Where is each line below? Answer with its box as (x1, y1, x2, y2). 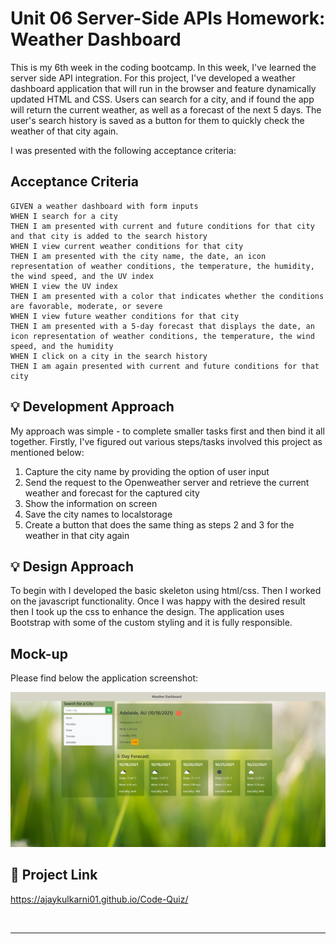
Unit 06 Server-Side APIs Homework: (10, 7, 326, 30)
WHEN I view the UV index (10, 281, 118, 291)
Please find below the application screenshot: (10, 672, 199, 684)
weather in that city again (24, 529, 130, 541)
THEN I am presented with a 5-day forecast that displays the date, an (10, 321, 315, 331)
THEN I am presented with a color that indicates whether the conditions (10, 291, 325, 301)
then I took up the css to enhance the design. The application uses (10, 606, 285, 618)
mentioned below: (10, 446, 85, 458)
